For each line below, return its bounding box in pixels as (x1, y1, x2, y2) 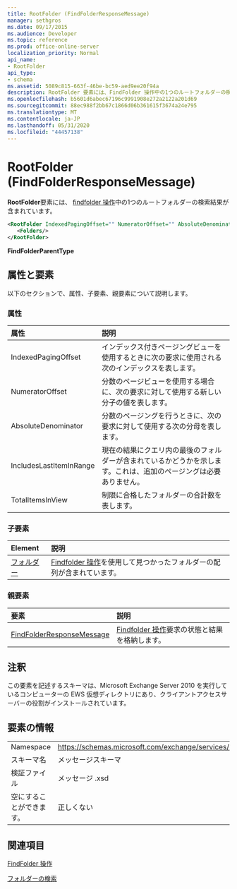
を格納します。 (116, 635, 166, 645)
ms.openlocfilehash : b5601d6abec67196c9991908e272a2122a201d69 (7, 96, 197, 103)
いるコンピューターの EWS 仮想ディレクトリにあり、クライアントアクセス (7, 690, 221, 698)
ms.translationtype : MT (7, 109, 78, 116)
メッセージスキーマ (57, 755, 121, 765)
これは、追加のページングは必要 (115, 466, 221, 476)
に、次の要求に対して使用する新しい (102, 387, 222, 397)
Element (11, 543, 39, 553)
